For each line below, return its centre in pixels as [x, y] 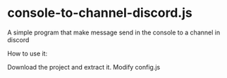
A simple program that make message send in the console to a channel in [114, 32]
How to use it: [27, 53]
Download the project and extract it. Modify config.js [84, 67]
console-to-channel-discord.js [100, 13]
